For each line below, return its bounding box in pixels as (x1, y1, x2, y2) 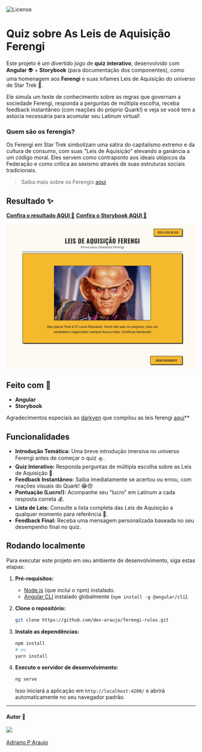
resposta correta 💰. (14, 495, 65, 503)
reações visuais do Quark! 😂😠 (14, 482, 93, 490)
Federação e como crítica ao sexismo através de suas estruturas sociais (6, 160, 185, 168)
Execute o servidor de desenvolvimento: (14, 664, 118, 671)
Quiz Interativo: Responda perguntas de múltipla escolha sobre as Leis (14, 463, 192, 471)
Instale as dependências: (14, 628, 79, 635)
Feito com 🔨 (6, 380, 51, 390)
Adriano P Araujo (6, 739, 49, 746)
